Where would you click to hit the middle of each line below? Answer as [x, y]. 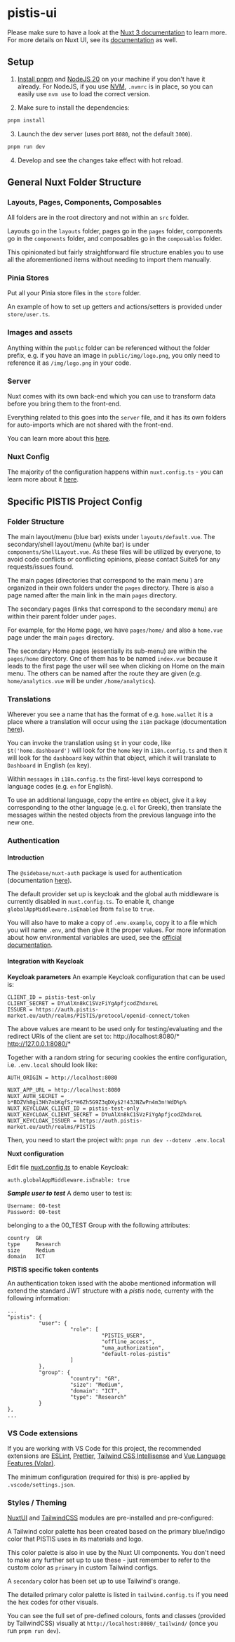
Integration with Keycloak [46, 962]
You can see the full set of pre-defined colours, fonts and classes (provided [116, 1616]
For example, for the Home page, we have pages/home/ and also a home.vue [115, 630]
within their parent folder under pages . [62, 616]
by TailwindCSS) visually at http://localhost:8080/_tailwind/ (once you [113, 1623]
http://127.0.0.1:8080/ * [39, 1043]
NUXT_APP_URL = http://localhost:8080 [64, 1090]
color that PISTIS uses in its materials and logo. [75, 1539]
